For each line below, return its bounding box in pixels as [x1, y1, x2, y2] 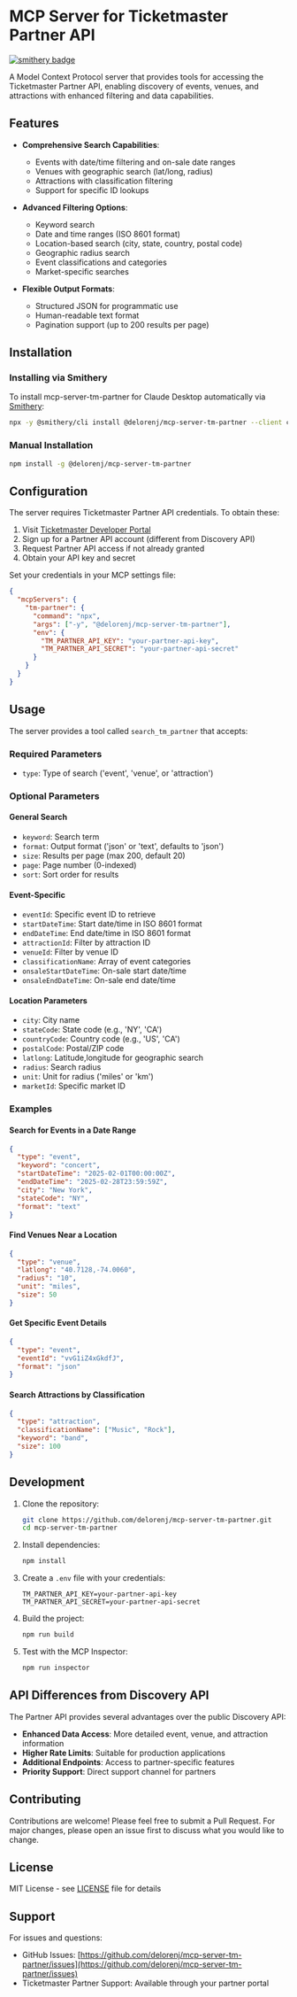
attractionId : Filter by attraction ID [21, 937, 151, 948]
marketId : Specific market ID [21, 1080, 126, 1091]
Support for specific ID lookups [34, 184, 149, 196]
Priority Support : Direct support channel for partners [21, 1766, 217, 1776]
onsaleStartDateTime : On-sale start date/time [21, 965, 187, 976]
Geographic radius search [34, 247, 131, 258]
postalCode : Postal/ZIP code [21, 1043, 125, 1054]
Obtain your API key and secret [21, 553, 135, 563]
